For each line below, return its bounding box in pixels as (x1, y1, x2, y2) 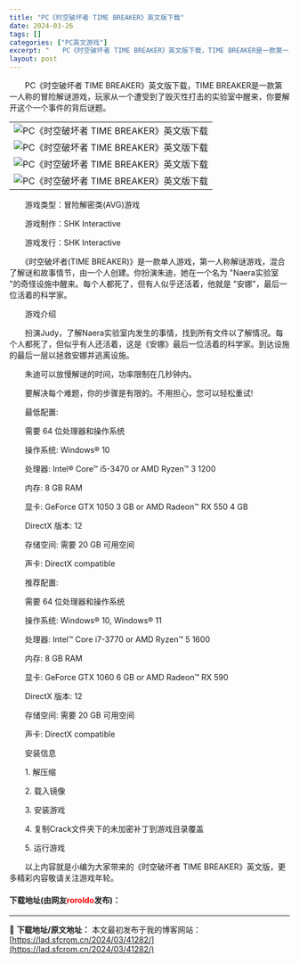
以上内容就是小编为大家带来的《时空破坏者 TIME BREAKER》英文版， (24, 861, 279, 872)
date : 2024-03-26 (9, 21, 74, 30)
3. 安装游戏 (24, 804, 66, 815)
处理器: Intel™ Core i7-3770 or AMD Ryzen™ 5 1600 (24, 634, 211, 645)
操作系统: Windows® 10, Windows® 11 (24, 615, 162, 625)
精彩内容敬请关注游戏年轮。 (16, 873, 118, 883)
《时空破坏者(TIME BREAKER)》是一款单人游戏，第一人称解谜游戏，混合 (24, 256, 287, 267)
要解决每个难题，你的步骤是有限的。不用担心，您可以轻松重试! (24, 388, 254, 398)
